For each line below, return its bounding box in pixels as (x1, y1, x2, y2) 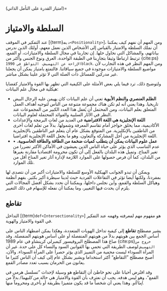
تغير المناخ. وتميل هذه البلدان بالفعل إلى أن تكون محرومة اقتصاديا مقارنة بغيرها (12, 148, 158, 155)
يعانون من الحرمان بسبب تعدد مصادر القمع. (5, 259, 85, 265)
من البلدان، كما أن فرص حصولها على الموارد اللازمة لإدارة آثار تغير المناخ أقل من (12, 154, 161, 160)
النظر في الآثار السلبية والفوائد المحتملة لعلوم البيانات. (12, 111, 112, 117)
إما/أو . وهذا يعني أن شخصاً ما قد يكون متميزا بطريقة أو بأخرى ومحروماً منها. (5, 280, 144, 286)
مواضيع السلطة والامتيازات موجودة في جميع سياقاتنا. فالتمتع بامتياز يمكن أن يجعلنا (5, 65, 156, 71)
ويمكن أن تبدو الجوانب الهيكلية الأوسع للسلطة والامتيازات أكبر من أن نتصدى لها (5, 169, 150, 175)
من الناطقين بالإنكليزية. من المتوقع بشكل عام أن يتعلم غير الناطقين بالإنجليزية (12, 127, 155, 133)
